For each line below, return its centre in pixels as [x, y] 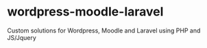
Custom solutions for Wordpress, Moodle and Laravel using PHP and [104, 30]
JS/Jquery [22, 37]
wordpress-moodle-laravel [85, 12]
